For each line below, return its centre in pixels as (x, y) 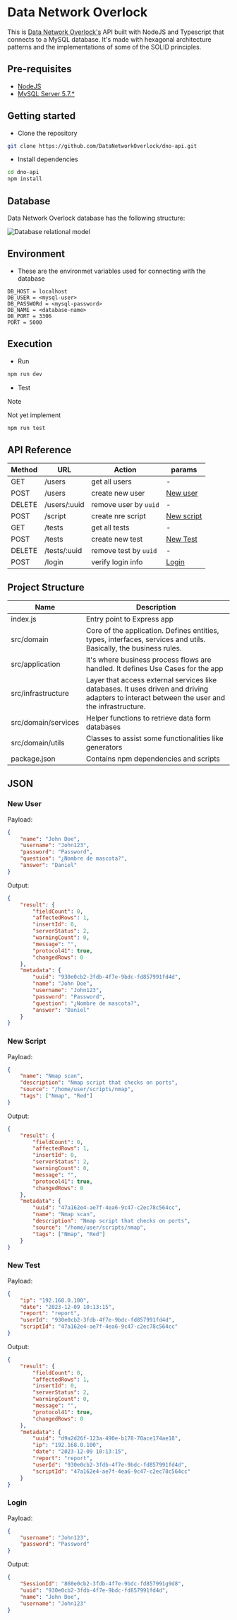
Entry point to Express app (130, 619)
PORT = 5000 (25, 322)
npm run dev (25, 374)
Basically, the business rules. (134, 648)
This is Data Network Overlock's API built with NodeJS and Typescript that (116, 32)
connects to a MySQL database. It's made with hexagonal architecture (109, 39)
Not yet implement (34, 415)
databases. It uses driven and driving (147, 689)
